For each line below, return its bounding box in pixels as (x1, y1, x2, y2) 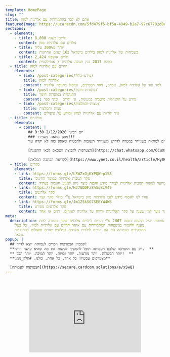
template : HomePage (5, 7, 47, 13)
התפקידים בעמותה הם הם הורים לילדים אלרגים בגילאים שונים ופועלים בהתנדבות (14, 228, 146, 233)
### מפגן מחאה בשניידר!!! (27, 134, 75, 139)
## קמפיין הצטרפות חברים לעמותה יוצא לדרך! (10, 241, 88, 246)
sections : (5, 26, 26, 31)
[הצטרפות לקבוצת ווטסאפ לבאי (27, 148, 92, 153)
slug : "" (5, 12, 24, 17)
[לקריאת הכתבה (27, 157, 67, 162)
